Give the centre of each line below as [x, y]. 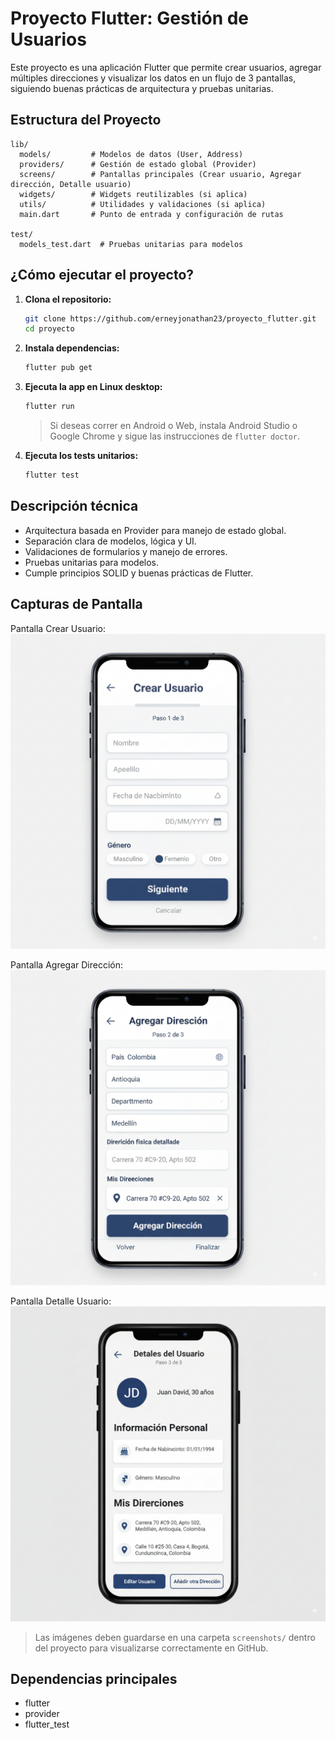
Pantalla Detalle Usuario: [61, 1301]
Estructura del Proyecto [86, 120]
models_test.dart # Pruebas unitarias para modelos [131, 244]
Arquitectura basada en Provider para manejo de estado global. [155, 530]
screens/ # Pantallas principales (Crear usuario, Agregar [160, 174]
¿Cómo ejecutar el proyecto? [102, 275]
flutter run [49, 407]
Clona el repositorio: [68, 299]
